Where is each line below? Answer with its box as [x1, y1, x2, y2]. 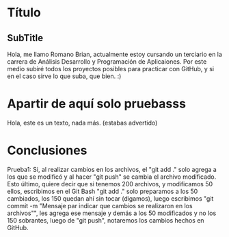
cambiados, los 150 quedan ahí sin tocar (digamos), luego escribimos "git [7, 194, 214, 203]
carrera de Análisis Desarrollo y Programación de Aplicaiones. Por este [7, 58, 207, 66]
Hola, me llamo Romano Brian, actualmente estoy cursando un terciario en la [7, 50, 222, 58]
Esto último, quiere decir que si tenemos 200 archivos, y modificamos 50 [7, 179, 213, 188]
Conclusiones [7, 142, 87, 158]
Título [7, 5, 41, 21]
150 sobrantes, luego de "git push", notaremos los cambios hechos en [7, 216, 204, 224]
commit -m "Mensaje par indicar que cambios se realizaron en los [7, 201, 193, 210]
